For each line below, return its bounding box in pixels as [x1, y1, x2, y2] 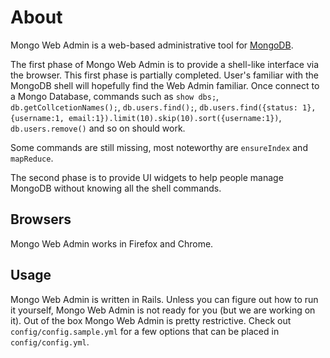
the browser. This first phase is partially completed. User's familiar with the [10, 69, 320, 81]
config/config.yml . [10, 336, 90, 348]
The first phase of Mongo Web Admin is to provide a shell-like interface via [10, 58, 320, 70]
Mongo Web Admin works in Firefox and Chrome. [10, 237, 214, 250]
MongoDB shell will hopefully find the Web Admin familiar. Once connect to [10, 79, 320, 91]
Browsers [10, 211, 72, 228]
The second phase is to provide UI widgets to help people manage [10, 171, 284, 183]
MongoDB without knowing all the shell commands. [10, 182, 222, 194]
